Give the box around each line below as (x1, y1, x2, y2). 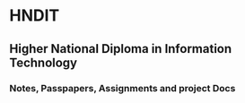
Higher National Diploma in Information (9, 41, 232, 56)
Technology (9, 55, 78, 70)
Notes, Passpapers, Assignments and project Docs (9, 82, 236, 94)
